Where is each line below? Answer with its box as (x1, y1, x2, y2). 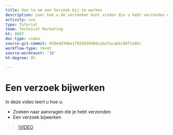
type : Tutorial (5, 22, 38, 27)
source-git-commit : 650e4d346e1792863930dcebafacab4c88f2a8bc (5, 41, 142, 46)
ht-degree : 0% (5, 55, 36, 61)
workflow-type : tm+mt (5, 46, 52, 51)
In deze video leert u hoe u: (5, 99, 63, 105)
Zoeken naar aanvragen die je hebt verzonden (12, 109, 111, 115)
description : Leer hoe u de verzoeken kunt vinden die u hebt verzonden (5, 12, 165, 17)
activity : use (5, 17, 36, 22)
